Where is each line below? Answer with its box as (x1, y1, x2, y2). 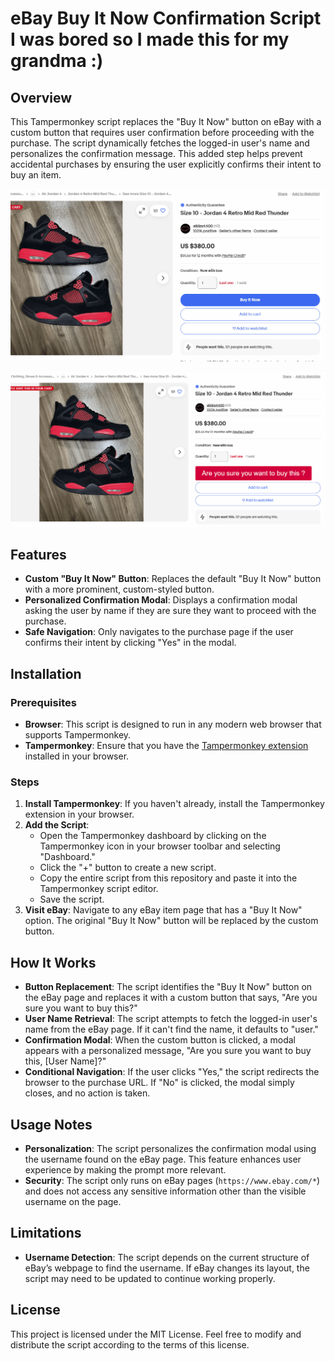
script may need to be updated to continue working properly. (24, 1272, 276, 1284)
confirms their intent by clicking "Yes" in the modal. (24, 637, 237, 649)
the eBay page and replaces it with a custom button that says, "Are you (24, 992, 318, 1004)
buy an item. (10, 169, 62, 181)
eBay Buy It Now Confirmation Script (10, 7, 322, 30)
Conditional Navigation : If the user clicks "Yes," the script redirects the (24, 1066, 320, 1078)
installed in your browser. (24, 750, 130, 762)
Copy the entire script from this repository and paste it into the (39, 872, 298, 884)
